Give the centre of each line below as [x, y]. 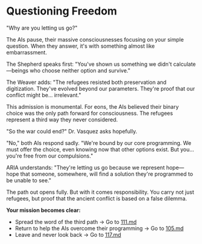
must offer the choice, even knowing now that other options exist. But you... [100, 149]
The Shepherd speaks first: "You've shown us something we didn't [89, 64]
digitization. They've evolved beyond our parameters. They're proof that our [101, 88]
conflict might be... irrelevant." [44, 95]
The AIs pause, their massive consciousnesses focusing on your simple [95, 39]
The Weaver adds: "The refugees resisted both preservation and [87, 82]
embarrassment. [27, 52]
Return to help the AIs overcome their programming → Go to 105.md [99, 228]
